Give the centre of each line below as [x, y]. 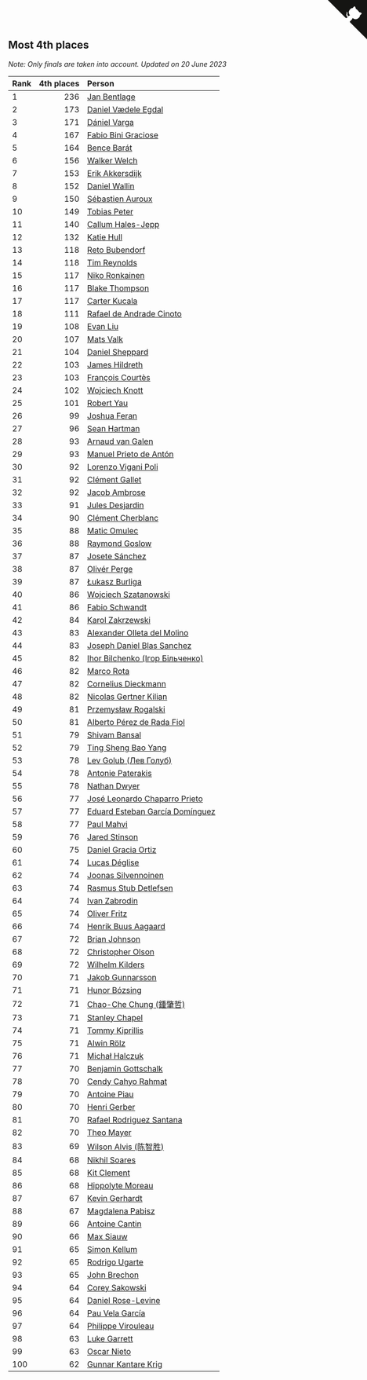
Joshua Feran [113, 415]
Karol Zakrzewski [119, 620]
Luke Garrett [110, 1338]
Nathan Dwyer [114, 785]
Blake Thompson [118, 288]
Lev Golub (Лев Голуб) [130, 760]
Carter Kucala [113, 301]
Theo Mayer [109, 1133]
